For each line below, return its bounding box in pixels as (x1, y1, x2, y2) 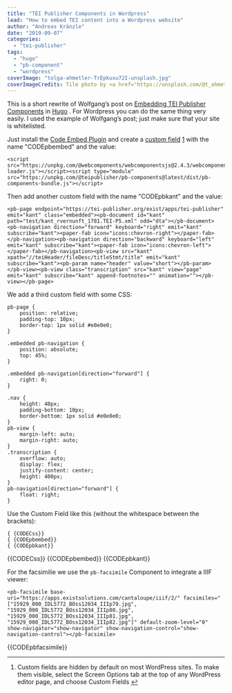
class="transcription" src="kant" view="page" (66, 266, 202, 273)
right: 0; (19, 376, 48, 384)
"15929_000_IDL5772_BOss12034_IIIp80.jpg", (7, 607, 135, 614)
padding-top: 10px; (19, 316, 76, 323)
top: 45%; (19, 352, 48, 360)
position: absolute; (19, 346, 79, 353)
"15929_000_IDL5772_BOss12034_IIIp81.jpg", (7, 613, 135, 620)
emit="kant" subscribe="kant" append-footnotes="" (7, 272, 156, 279)
